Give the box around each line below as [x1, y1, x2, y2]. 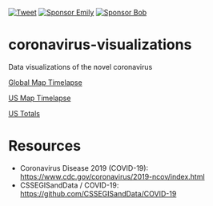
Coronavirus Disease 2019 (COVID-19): [19, 163, 149, 172]
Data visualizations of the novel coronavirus [8, 62, 153, 71]
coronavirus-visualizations [8, 36, 192, 54]
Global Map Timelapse [8, 77, 82, 87]
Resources [8, 137, 82, 156]
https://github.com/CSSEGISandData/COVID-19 [19, 188, 177, 198]
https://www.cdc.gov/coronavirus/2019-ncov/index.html [19, 172, 206, 181]
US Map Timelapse [8, 93, 71, 103]
